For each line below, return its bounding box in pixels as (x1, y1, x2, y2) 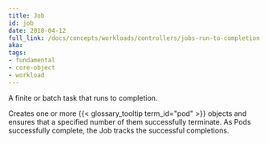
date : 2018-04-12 (8, 26, 67, 34)
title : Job (8, 11, 45, 20)
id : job (8, 19, 35, 27)
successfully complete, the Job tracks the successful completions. (8, 125, 229, 135)
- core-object (8, 64, 56, 72)
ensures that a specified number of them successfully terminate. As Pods (8, 117, 251, 126)
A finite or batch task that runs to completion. (8, 93, 158, 102)
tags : (8, 49, 26, 57)
